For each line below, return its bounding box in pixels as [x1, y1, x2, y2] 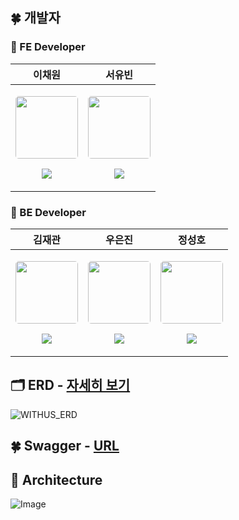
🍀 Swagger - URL [10, 438, 120, 455]
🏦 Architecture [10, 471, 103, 488]
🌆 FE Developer [10, 40, 86, 54]
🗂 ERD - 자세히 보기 [10, 377, 131, 394]
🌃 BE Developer [10, 205, 87, 219]
